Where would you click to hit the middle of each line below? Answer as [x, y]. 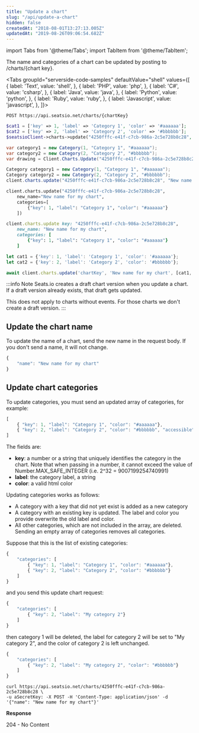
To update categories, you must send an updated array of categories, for [95, 402]
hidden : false [24, 22]
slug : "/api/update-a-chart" [42, 17]
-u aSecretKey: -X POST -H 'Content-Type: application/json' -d [87, 697]
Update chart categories [52, 388]
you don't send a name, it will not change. [57, 348]
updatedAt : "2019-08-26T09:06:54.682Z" [55, 34]
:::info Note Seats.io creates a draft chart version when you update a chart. [97, 284]
